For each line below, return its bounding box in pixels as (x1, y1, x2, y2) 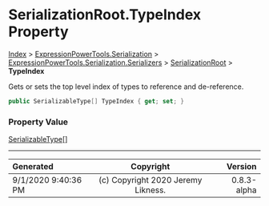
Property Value (8, 116, 69, 127)
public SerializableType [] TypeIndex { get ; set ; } (8, 97, 184, 105)
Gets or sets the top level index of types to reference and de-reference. (8, 82, 244, 91)
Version (226, 161, 257, 172)
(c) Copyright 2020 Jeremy (98, 175, 203, 186)
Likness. (134, 184, 167, 196)
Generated (12, 161, 54, 172)
